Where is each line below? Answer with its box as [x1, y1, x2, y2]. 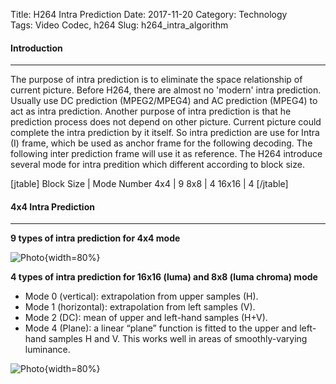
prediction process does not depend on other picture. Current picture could [10, 116, 322, 128]
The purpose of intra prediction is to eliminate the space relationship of [10, 74, 303, 86]
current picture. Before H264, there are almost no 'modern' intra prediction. [10, 84, 322, 96]
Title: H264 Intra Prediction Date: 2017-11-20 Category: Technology [10, 9, 288, 20]
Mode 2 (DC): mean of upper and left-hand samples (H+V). [24, 312, 268, 324]
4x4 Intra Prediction [10, 200, 95, 213]
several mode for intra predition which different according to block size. [10, 159, 305, 171]
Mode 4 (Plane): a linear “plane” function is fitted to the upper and [24, 322, 298, 334]
